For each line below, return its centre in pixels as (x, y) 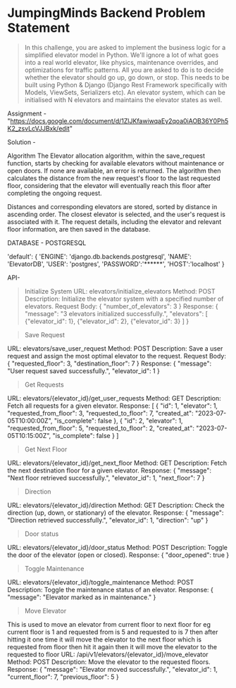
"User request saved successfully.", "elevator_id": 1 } (83, 370)
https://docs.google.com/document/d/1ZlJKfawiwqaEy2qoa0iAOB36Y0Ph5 (119, 120)
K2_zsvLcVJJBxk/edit (39, 128)
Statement (39, 28)
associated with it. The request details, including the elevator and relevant (114, 221)
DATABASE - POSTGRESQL (47, 243)
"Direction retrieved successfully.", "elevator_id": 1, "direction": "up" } (108, 520)
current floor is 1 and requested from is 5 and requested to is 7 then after (113, 632)
